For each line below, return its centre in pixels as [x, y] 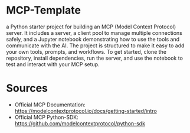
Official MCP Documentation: [50, 105]
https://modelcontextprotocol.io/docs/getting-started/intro [86, 111]
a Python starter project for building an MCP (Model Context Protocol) [91, 27]
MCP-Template [44, 10]
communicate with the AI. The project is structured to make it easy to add [95, 46]
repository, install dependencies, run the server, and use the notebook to [94, 58]
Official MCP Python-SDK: [46, 117]
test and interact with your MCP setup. [53, 64]
